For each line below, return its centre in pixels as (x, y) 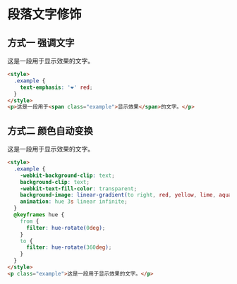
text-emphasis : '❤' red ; (56, 87)
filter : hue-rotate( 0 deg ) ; (66, 228)
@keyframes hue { (39, 215)
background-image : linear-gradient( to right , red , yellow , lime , (118, 195)
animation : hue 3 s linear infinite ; (74, 202)
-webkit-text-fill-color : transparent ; (79, 189)
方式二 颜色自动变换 (50, 131)
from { (30, 221)
